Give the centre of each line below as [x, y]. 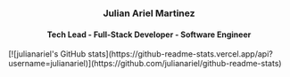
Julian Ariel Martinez [149, 13]
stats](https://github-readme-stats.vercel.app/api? [180, 54]
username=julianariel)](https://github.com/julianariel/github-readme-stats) [145, 64]
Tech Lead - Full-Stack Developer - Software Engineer [149, 35]
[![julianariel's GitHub [47, 54]
